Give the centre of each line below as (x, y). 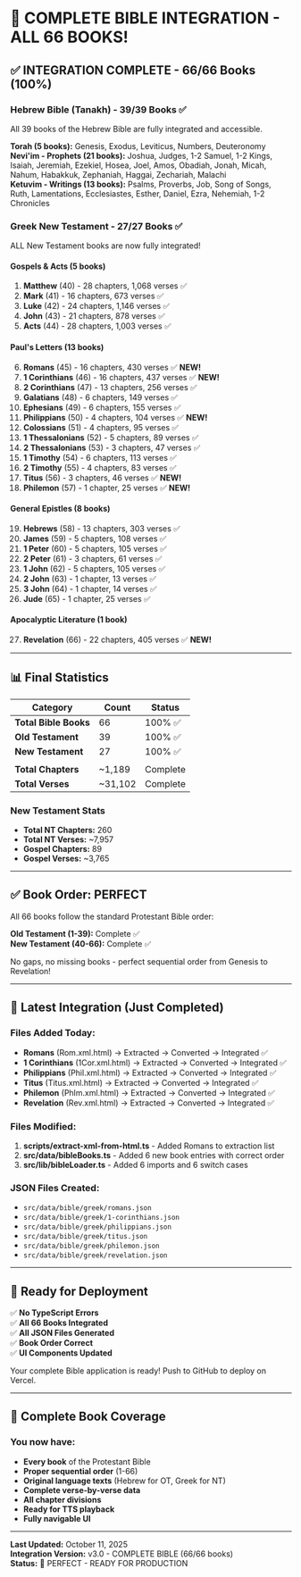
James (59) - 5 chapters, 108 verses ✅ (95, 538)
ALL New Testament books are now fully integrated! (105, 246)
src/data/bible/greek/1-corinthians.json (101, 1218)
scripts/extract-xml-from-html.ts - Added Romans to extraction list (149, 1146)
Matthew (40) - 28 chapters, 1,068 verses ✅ (105, 286)
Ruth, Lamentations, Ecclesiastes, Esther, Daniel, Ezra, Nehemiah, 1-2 (138, 193)
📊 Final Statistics (60, 678)
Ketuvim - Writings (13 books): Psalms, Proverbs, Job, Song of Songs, (141, 184)
